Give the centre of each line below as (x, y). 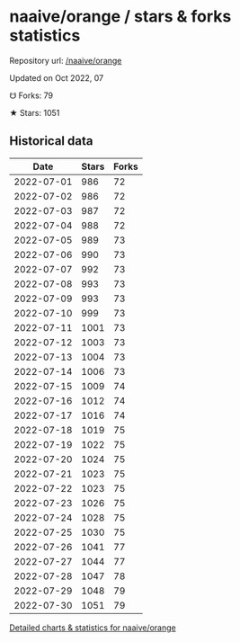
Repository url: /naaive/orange (66, 60)
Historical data (51, 141)
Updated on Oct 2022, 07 (57, 77)
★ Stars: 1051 (35, 112)
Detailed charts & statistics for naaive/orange (93, 628)
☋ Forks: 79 (31, 95)
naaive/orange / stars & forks (120, 17)
